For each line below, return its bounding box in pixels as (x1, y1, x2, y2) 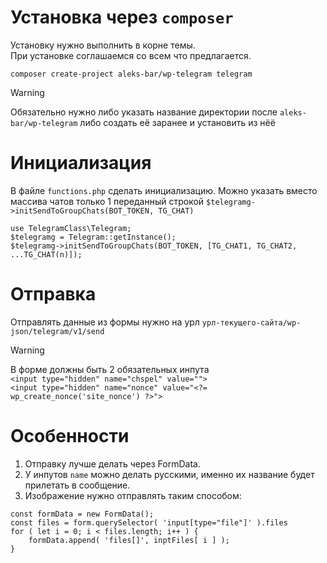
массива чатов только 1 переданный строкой (10, 195, 205, 207)
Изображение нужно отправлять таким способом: (24, 489, 242, 501)
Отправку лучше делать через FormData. (24, 457, 201, 470)
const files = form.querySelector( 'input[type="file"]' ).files (10, 517, 288, 528)
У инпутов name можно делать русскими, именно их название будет (24, 468, 315, 480)
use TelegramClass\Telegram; (10, 223, 132, 233)
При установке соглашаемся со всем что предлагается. (10, 49, 252, 61)
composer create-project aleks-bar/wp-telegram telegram (10, 69, 253, 79)
